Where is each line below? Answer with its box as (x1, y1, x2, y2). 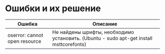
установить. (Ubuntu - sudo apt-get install (52, 35, 153, 41)
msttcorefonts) (52, 41, 87, 48)
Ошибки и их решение (5, 3, 101, 14)
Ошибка (17, 20, 38, 27)
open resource (7, 37, 42, 44)
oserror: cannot (7, 32, 43, 38)
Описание (92, 20, 117, 27)
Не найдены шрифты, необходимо (52, 29, 134, 36)
